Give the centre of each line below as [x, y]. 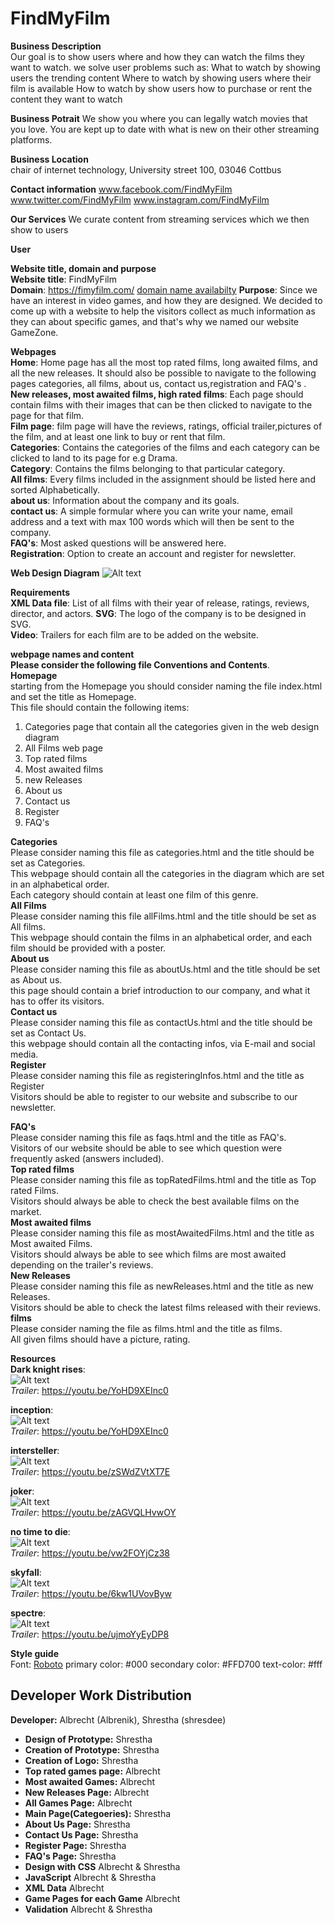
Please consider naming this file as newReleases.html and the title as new [162, 1286]
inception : [32, 1409]
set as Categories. [48, 863]
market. [26, 1211]
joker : [22, 1491]
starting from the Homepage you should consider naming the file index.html [166, 686]
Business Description [56, 46]
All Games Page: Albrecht [78, 1803]
